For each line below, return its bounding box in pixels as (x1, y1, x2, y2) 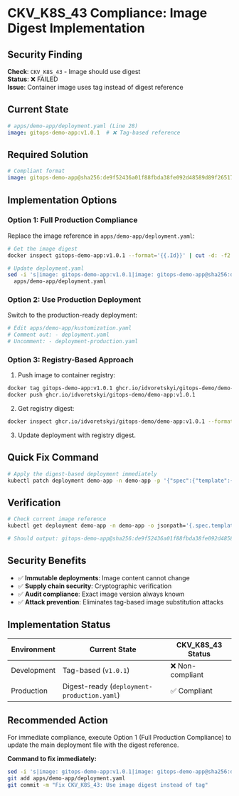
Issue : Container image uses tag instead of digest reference (7, 83, 184, 91)
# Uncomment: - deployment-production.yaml (7, 338, 139, 345)
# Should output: (7, 535, 59, 543)
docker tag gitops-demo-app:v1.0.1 (7, 384, 113, 392)
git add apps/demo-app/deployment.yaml (7, 775, 126, 782)
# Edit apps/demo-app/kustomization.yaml (7, 325, 132, 332)
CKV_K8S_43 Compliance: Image (7, 5, 208, 21)
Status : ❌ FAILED (7, 75, 58, 83)
